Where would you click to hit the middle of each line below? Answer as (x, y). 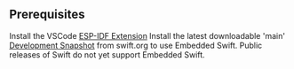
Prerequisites (47, 15)
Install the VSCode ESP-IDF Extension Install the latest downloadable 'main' (147, 35)
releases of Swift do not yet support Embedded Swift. (107, 54)
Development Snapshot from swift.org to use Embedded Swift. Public (136, 45)
